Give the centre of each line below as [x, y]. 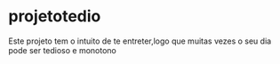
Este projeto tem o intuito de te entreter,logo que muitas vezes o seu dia [140, 41]
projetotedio [55, 16]
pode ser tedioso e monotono [63, 50]
